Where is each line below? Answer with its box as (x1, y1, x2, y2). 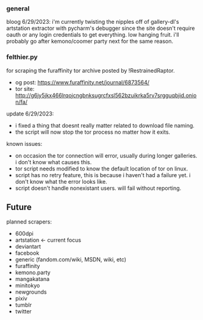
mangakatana (15, 275, 50, 283)
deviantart (15, 243, 41, 250)
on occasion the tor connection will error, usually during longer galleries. (15, 151, 198, 159)
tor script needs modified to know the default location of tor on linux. (15, 165, 188, 172)
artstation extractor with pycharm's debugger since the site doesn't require (6, 24, 195, 32)
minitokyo (15, 282, 40, 289)
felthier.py (6, 53, 38, 62)
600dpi (15, 230, 34, 238)
